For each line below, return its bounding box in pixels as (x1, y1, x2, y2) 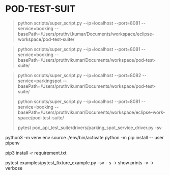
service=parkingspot (17, 78, 62, 84)
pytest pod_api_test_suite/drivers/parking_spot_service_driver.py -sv (17, 124, 162, 131)
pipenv (5, 140, 20, 146)
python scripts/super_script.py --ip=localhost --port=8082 (17, 72, 141, 78)
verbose (5, 165, 23, 171)
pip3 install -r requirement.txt (5, 149, 67, 156)
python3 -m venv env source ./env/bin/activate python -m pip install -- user (5, 134, 164, 140)
